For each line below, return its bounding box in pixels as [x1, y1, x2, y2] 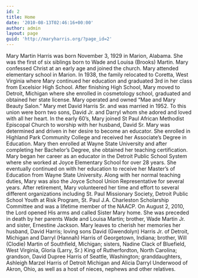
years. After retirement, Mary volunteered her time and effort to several [6, 184, 179, 191]
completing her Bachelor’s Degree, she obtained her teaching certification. [6, 146, 188, 153]
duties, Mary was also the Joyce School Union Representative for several [6, 178, 184, 185]
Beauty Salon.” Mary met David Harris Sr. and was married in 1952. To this [6, 103, 187, 109]
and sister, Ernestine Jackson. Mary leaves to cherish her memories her [6, 222, 181, 228]
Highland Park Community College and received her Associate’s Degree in [6, 134, 187, 140]
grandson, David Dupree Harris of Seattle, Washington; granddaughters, [6, 253, 182, 260]
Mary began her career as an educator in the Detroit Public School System [6, 153, 187, 159]
